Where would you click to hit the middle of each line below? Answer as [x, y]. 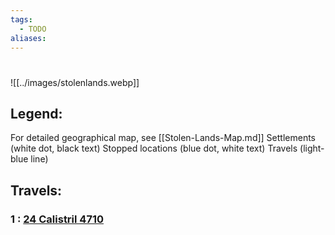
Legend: [36, 113]
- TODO [33, 29]
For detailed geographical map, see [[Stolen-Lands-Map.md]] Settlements [163, 138]
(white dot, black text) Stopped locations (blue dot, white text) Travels [154, 148]
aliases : [28, 38]
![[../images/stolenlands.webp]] [75, 82]
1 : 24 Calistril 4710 [57, 219]
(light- [312, 148]
